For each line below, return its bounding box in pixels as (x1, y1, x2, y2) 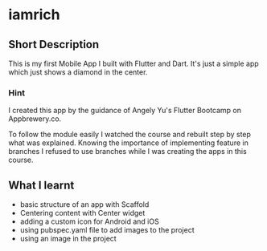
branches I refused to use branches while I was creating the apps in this (8, 147, 247, 156)
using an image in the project (19, 234, 117, 244)
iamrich (8, 6, 60, 24)
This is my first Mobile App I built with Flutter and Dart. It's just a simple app (8, 59, 259, 68)
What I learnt (8, 178, 75, 192)
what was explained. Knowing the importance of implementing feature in (8, 138, 249, 148)
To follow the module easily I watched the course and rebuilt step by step (8, 130, 252, 140)
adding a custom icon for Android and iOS (19, 217, 159, 226)
